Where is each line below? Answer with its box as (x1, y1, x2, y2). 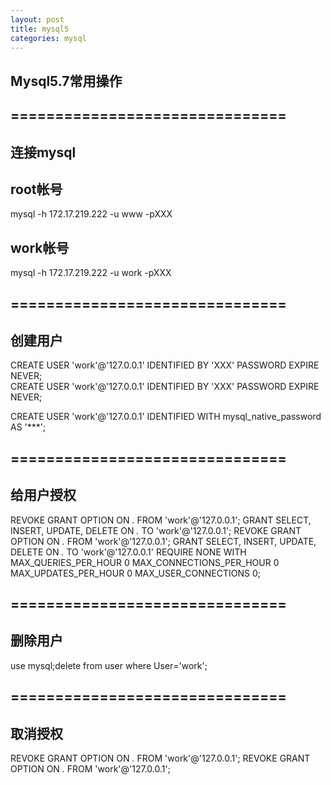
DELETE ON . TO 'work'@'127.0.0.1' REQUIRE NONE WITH (10, 546, 247, 558)
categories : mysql (10, 33, 87, 43)
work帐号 (10, 239, 70, 256)
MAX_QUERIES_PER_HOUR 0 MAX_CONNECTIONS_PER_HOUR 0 (10, 556, 280, 568)
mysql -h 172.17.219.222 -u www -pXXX (10, 208, 173, 220)
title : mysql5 (10, 24, 70, 34)
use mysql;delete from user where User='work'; (10, 659, 208, 671)
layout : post (10, 14, 65, 25)
